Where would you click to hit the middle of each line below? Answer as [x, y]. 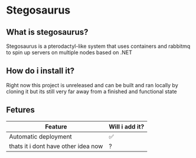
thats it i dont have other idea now [56, 146]
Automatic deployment [40, 136]
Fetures [21, 110]
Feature [56, 126]
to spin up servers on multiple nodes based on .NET [69, 52]
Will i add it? [127, 126]
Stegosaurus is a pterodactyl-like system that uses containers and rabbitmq [98, 46]
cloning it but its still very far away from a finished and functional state [92, 91]
